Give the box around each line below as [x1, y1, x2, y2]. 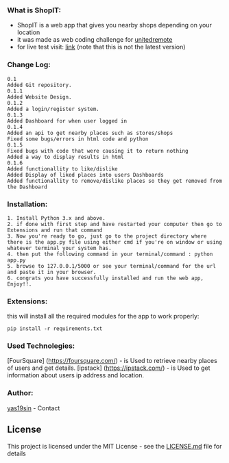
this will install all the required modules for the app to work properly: [7, 312, 200, 321]
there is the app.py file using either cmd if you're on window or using [7, 238, 223, 245]
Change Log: [7, 60, 51, 70]
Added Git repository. [7, 82, 72, 88]
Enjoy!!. [7, 280, 32, 288]
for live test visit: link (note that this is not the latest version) [16, 43, 186, 51]
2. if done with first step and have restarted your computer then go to [7, 221, 223, 227]
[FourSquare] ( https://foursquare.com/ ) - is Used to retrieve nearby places [7, 357, 217, 365]
